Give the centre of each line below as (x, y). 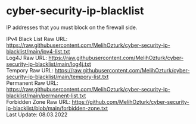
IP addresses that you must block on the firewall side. (72, 27)
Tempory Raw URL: (30, 70)
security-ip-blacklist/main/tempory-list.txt (57, 77)
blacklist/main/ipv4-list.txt (38, 51)
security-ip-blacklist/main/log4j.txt (49, 64)
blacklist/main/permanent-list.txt (46, 96)
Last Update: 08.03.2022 (37, 115)
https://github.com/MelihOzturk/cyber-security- (130, 101)
